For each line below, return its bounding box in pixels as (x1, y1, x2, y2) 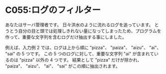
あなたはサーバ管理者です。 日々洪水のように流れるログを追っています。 (5, 22, 154, 28)
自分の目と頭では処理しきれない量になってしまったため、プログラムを (18, 28, 162, 34)
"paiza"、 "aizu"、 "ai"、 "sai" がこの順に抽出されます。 (5, 63, 120, 69)
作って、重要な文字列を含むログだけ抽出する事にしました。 (5, 34, 127, 40)
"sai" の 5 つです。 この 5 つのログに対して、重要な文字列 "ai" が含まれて (5, 50, 155, 57)
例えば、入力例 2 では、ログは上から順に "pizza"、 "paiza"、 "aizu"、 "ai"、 (5, 44, 162, 50)
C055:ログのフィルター (5, 4, 101, 16)
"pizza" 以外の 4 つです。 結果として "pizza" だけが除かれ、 (19, 57, 142, 63)
